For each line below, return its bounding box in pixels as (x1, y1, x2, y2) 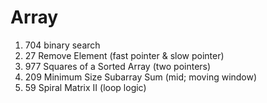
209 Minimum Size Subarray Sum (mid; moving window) (24, 71, 258, 83)
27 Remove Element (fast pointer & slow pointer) (24, 49, 225, 61)
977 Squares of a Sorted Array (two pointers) (24, 60, 212, 72)
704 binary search (24, 39, 101, 51)
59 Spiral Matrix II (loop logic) (24, 81, 147, 93)
